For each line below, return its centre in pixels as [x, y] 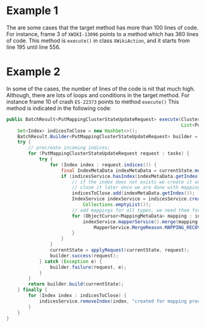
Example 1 [32, 11]
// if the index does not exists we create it [132, 182]
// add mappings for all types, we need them [131, 210]
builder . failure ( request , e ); [88, 267]
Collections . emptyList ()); [117, 205]
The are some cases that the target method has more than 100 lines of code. [103, 28]
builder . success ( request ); [84, 255]
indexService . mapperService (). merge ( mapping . [142, 222]
